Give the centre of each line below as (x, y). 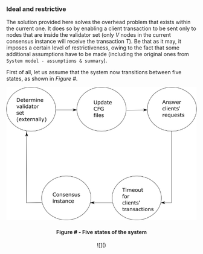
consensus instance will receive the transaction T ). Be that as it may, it (94, 42)
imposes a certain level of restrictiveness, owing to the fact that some (93, 48)
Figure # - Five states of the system (101, 232)
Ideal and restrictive (36, 9)
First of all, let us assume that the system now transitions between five (94, 72)
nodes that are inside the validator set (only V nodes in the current (89, 35)
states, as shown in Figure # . (42, 79)
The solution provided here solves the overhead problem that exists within (98, 22)
